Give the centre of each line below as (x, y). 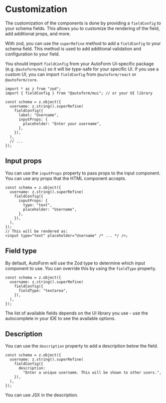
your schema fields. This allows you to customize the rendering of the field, (83, 28)
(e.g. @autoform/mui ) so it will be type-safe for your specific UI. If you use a (82, 69)
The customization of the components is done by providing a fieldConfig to (83, 23)
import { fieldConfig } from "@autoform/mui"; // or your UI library (79, 93)
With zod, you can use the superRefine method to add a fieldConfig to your (83, 43)
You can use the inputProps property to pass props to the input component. (83, 173)
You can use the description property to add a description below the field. (82, 346)
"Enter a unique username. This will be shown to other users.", (92, 373)
